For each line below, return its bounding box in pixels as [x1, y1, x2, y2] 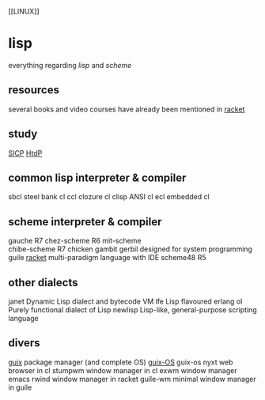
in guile [8, 383, 32, 392]
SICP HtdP [8, 148, 43, 157]
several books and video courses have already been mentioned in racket [8, 104, 245, 114]
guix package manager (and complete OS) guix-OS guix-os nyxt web [8, 357, 233, 367]
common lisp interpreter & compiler [8, 171, 187, 184]
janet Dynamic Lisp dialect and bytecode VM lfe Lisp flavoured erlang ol [8, 296, 243, 306]
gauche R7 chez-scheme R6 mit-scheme [8, 236, 142, 246]
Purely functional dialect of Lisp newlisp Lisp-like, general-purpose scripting [8, 305, 257, 315]
